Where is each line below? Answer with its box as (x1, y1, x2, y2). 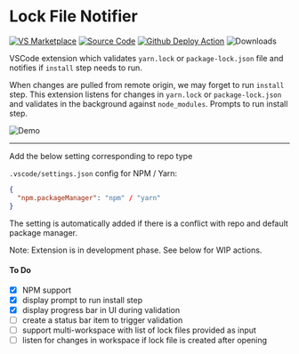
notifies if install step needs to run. (9, 62, 142, 73)
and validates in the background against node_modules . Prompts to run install (9, 98, 288, 109)
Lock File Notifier (9, 6, 138, 27)
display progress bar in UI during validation (21, 304, 181, 315)
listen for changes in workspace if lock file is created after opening (21, 335, 268, 346)
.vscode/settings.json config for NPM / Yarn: (9, 167, 178, 179)
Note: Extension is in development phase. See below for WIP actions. (9, 245, 263, 255)
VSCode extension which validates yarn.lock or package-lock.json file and (9, 52, 284, 63)
